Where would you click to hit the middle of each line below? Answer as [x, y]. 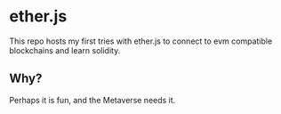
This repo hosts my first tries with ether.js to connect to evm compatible [141, 41]
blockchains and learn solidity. [65, 50]
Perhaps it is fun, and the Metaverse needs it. [92, 100]
